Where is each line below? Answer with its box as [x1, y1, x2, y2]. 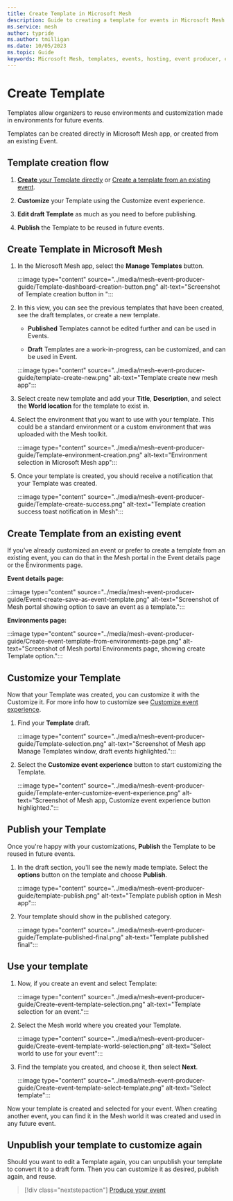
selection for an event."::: [17, 1007, 89, 1016]
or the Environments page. [7, 561, 83, 569]
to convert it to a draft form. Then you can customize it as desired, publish [7, 1165, 219, 1173]
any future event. [7, 1119, 56, 1127]
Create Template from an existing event [7, 527, 182, 539]
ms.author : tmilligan [7, 36, 70, 43]
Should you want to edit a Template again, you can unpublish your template [7, 1158, 223, 1166]
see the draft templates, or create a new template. [17, 311, 161, 319]
